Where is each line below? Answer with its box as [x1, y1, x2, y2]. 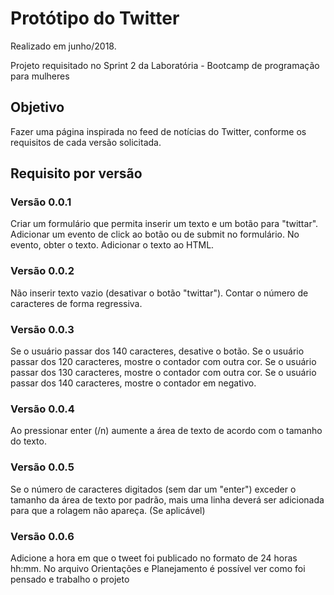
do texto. [10, 435, 47, 447]
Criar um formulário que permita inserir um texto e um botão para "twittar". [10, 218, 319, 230]
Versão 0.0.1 [10, 195, 72, 209]
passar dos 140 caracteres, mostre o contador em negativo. [10, 377, 257, 389]
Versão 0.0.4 [10, 402, 75, 416]
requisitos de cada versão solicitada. [10, 136, 162, 148]
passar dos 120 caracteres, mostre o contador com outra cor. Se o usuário [10, 356, 317, 368]
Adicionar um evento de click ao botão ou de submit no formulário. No [10, 228, 300, 241]
